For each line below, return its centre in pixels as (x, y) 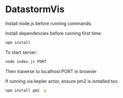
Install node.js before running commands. (49, 23)
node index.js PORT (26, 61)
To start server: (21, 52)
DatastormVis (35, 9)
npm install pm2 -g (26, 90)
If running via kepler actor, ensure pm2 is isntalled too (61, 81)
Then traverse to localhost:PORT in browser (51, 71)
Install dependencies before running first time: (54, 33)
